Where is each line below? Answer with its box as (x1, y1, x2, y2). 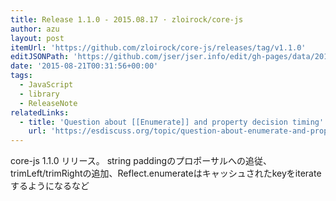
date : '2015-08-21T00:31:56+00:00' (10, 61, 159, 71)
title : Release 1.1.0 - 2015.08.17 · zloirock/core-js (10, 14, 244, 25)
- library (19, 89, 60, 99)
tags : (10, 71, 33, 81)
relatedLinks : (10, 107, 70, 118)
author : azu (10, 24, 60, 34)
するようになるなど (10, 180, 90, 192)
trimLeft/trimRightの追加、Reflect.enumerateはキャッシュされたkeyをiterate (10, 167, 322, 180)
